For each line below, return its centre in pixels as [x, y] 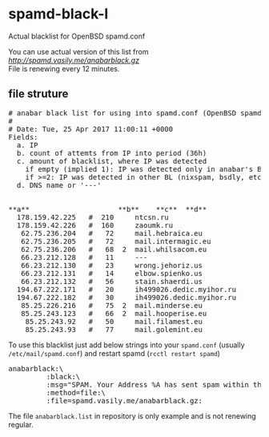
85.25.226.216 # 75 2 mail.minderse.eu [112, 305]
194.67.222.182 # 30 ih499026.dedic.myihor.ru [126, 297]
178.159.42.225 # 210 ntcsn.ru [93, 217]
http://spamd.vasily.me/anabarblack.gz [74, 60]
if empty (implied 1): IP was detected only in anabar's [139, 169]
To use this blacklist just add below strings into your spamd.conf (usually [127, 345]
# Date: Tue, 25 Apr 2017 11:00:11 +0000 [91, 129]
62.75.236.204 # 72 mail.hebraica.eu [112, 233]
